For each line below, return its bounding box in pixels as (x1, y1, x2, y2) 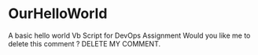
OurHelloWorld (8, 5, 108, 23)
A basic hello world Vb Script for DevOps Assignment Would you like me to (8, 31, 251, 40)
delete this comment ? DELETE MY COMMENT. (8, 38, 161, 48)
